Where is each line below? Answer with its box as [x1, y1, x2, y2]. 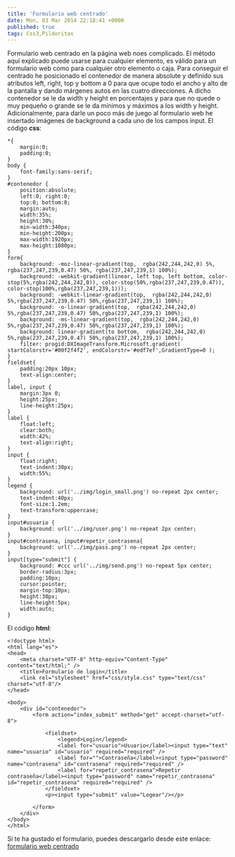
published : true [7, 23, 55, 30]
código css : [7, 124, 42, 132]
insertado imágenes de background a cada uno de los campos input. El [7, 117, 214, 125]
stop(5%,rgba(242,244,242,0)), [7, 279, 99, 286]
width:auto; [20, 606, 55, 613]
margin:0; [20, 144, 49, 151]
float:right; [20, 458, 58, 465]
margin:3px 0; [20, 390, 61, 398]
